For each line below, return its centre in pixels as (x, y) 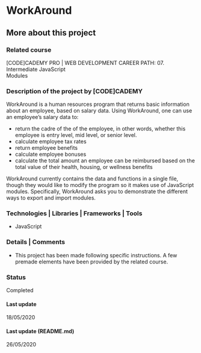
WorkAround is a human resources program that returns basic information (98, 104)
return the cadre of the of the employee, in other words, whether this (100, 129)
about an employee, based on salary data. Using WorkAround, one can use (99, 111)
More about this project (51, 33)
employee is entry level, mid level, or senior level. (76, 135)
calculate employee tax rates (51, 141)
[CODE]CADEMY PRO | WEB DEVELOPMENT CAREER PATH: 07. (85, 63)
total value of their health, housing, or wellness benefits (84, 167)
